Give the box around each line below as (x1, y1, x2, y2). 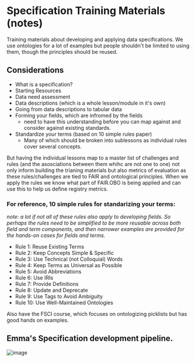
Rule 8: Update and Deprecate (15, 287, 88, 294)
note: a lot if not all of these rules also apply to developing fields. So (6, 213, 171, 220)
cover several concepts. (23, 143, 82, 150)
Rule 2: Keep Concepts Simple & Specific (15, 250, 114, 257)
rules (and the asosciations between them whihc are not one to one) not (6, 160, 180, 167)
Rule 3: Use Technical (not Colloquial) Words (15, 256, 123, 263)
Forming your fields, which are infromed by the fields (15, 112, 143, 119)
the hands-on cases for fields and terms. (6, 232, 106, 239)
